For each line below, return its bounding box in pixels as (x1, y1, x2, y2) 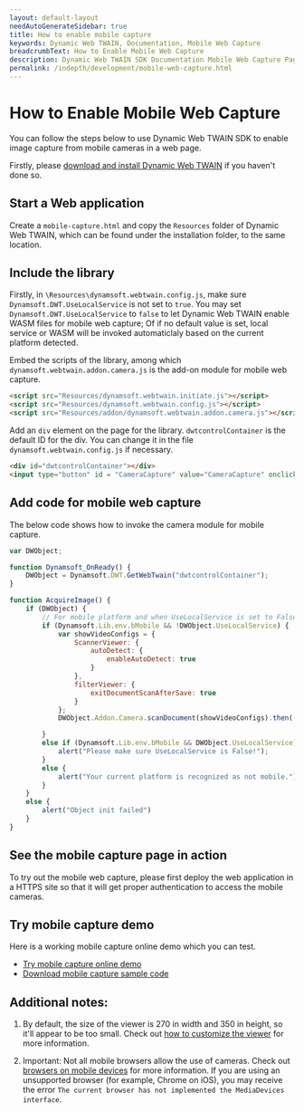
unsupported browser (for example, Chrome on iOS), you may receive (22, 1075, 283, 1086)
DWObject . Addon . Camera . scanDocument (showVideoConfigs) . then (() (57, 714, 301, 723)
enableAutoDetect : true (106, 655, 196, 664)
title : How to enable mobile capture (9, 30, 152, 39)
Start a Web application (9, 196, 145, 211)
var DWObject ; (9, 546, 63, 555)
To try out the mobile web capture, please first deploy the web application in (9, 871, 294, 883)
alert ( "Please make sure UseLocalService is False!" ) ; (57, 747, 270, 756)
